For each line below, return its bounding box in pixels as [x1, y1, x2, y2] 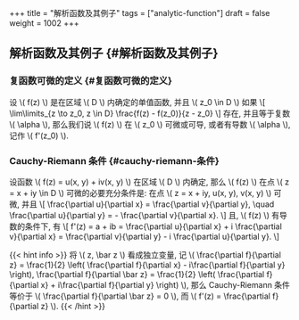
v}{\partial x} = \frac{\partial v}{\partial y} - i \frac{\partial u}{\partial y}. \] [9, 231, 279, 242]
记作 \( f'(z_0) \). [9, 130, 70, 141]
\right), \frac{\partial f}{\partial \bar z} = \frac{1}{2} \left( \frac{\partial [9, 268, 265, 279]
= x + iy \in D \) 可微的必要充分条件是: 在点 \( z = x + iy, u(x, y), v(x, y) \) [9, 187, 272, 198]
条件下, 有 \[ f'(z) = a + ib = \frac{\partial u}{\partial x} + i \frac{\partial [24, 221, 283, 232]
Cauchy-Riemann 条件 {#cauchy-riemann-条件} [9, 154, 220, 167]
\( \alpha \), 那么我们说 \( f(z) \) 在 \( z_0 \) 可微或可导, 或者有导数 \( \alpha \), [9, 119, 291, 129]
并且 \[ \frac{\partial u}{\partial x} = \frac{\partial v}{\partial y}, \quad [21, 199, 275, 209]
